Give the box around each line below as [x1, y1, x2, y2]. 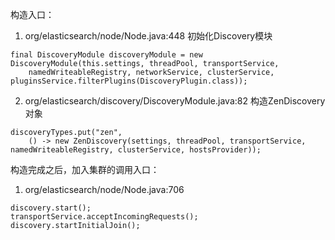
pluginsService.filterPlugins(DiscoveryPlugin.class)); [10, 76, 248, 86]
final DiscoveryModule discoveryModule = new [10, 50, 203, 60]
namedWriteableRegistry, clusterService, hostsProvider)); [10, 145, 262, 155]
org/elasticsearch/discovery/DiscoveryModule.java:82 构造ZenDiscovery [24, 95, 326, 107]
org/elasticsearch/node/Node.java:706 [24, 184, 185, 195]
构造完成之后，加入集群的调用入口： [10, 164, 160, 175]
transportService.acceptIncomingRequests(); [10, 212, 199, 222]
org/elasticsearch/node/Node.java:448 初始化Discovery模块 [24, 30, 273, 42]
